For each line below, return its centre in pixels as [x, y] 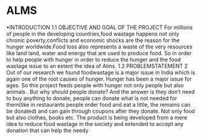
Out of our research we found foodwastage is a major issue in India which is [101, 72]
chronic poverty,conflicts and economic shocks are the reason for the [93, 40]
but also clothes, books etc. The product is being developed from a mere [97, 117]
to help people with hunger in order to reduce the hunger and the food [94, 59]
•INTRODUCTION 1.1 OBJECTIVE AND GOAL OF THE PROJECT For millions [100, 27]
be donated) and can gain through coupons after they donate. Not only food [101, 111]
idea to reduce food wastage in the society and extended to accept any [95, 124]
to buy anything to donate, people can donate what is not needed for [92, 98]
